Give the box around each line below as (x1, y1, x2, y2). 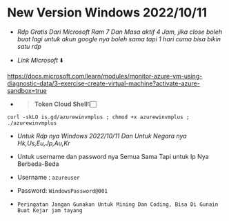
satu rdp (17, 42, 41, 50)
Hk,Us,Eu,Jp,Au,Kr (17, 139, 70, 147)
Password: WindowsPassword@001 (17, 186, 108, 194)
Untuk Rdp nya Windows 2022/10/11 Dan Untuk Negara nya (17, 131, 188, 140)
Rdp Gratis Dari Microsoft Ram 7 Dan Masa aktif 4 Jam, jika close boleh (17, 28, 223, 36)
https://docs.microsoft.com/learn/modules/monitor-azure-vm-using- (7, 72, 203, 80)
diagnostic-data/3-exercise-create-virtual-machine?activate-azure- (7, 79, 200, 87)
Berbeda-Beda (17, 160, 59, 168)
